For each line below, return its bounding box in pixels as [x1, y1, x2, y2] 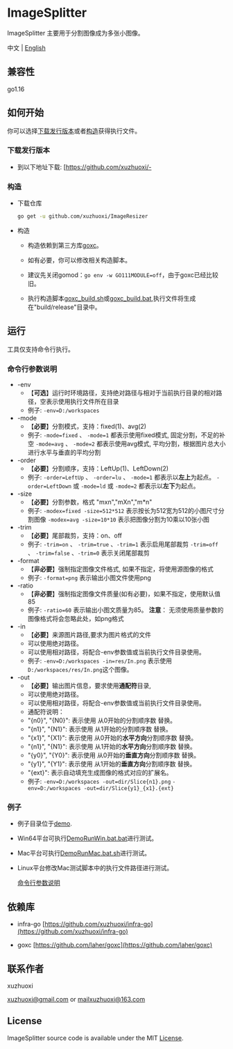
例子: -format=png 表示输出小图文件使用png [27, 574, 151, 582]
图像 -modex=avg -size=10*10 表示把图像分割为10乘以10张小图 [33, 515, 210, 523]
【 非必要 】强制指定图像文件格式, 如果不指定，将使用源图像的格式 [27, 565, 214, 574]
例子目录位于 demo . [17, 819, 73, 828]
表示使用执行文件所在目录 [46, 397, 119, 406]
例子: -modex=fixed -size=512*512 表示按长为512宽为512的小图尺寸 [27, 507, 218, 515]
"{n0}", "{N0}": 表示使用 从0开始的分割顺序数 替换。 [27, 716, 177, 725]
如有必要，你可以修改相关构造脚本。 [27, 256, 132, 265]
